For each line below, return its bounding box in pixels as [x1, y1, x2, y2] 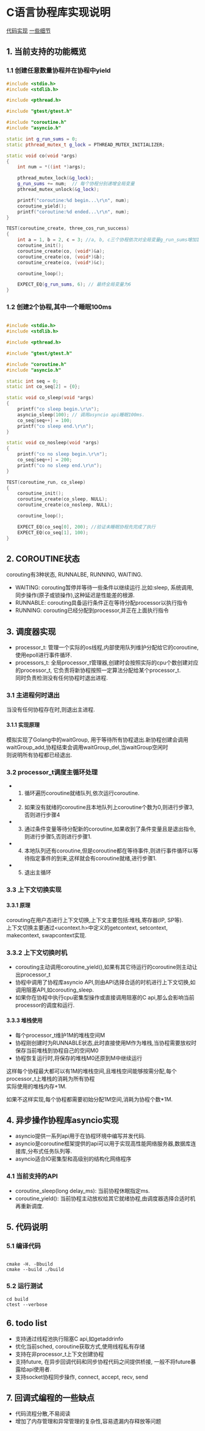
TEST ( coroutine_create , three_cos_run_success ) [6, 225, 130, 232]
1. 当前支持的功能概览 [6, 46, 87, 57]
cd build [6, 1296, 29, 1302]
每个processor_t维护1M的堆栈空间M [15, 1031, 106, 1039]
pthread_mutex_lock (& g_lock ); [17, 175, 95, 181]
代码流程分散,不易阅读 [15, 1410, 71, 1418]
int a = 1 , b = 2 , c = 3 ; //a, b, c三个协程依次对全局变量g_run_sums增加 [17, 237, 197, 243]
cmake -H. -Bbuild [6, 1261, 53, 1267]
